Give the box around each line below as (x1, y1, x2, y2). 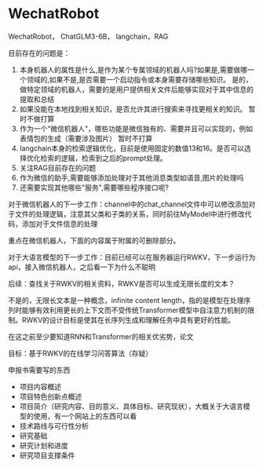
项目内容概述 (19, 381, 61, 391)
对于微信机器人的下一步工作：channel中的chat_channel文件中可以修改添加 (8, 199, 249, 209)
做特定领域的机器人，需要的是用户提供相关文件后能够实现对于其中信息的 (19, 84, 254, 94)
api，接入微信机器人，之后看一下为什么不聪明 (8, 262, 155, 272)
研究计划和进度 (19, 440, 68, 450)
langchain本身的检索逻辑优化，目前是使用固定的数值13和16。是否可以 (19, 143, 245, 153)
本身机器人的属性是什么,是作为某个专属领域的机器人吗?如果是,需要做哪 (19, 64, 248, 75)
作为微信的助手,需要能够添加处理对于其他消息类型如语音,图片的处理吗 (19, 173, 244, 182)
